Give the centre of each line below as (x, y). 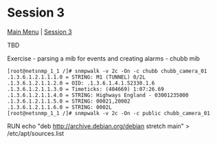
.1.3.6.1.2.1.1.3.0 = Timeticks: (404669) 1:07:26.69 (86, 89)
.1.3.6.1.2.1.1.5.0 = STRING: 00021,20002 (69, 101)
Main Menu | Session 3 (39, 32)
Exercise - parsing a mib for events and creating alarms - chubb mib (104, 58)
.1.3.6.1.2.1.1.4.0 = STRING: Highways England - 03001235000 (98, 95)
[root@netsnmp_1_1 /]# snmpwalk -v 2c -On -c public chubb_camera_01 (109, 113)
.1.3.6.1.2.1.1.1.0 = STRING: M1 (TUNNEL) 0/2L (77, 77)
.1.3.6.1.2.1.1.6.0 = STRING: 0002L (59, 107)
